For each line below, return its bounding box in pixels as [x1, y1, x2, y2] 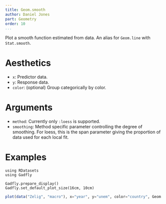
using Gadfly [5, 173, 32, 178]
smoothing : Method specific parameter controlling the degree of [12, 124, 143, 130]
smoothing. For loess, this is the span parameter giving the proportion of [12, 129, 161, 135]
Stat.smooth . [5, 40, 31, 46]
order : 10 [5, 21, 26, 26]
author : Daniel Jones [5, 12, 50, 17]
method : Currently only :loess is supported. [12, 118, 100, 124]
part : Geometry [5, 16, 37, 21]
